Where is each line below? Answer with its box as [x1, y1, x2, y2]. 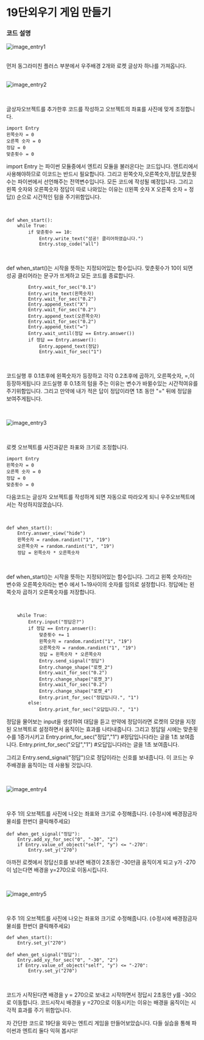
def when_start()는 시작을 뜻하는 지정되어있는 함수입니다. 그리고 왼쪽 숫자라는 [6, 573, 192, 581]
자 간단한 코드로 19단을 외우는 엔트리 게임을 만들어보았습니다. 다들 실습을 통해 [6, 1019, 191, 1027]
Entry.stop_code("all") [38, 241, 99, 248]
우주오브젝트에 [160, 493, 195, 501]
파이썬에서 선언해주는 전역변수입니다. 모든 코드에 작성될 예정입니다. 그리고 [17, 178, 194, 185]
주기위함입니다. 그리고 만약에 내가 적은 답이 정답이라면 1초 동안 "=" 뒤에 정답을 [6, 388, 192, 395]
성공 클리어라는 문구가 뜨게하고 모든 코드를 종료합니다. [6, 272, 135, 279]
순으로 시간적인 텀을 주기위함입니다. [16, 193, 102, 201]
